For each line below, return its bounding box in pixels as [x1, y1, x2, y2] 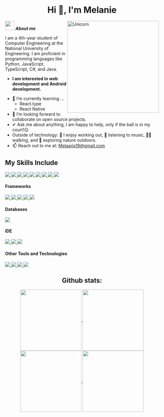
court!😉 [12, 127, 29, 133]
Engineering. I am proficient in [5, 50, 66, 56]
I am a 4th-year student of [5, 35, 58, 41]
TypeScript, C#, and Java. [5, 66, 58, 72]
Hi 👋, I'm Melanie [47, 4, 117, 16]
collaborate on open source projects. [12, 116, 87, 122]
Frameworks [5, 184, 31, 189]
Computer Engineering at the [5, 40, 63, 46]
